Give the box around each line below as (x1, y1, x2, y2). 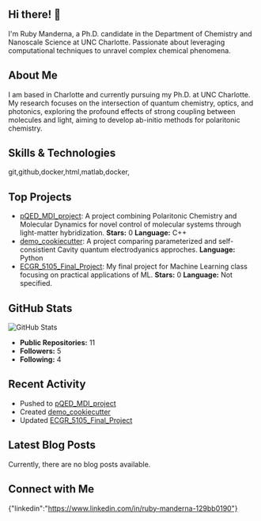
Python (19, 253, 43, 263)
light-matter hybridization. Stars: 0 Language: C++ (19, 228, 187, 238)
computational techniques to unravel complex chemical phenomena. (8, 45, 231, 55)
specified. (19, 279, 53, 288)
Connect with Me (8, 482, 95, 496)
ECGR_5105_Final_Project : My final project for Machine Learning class (19, 262, 248, 272)
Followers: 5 (19, 346, 62, 356)
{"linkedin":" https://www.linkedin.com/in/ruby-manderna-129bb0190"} (8, 504, 238, 513)
